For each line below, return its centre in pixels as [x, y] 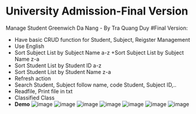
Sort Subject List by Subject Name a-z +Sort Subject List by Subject [99, 52]
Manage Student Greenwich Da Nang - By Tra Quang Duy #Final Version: [97, 28]
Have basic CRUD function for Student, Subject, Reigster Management [102, 39]
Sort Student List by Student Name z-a [63, 72]
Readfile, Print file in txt [44, 91]
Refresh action [33, 78]
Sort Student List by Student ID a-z [58, 65]
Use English [29, 46]
